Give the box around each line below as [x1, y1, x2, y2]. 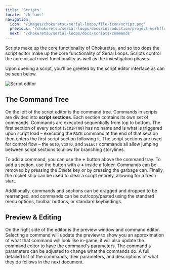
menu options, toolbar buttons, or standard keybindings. [5, 198, 122, 204]
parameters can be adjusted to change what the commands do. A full [5, 248, 150, 254]
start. [5, 178, 17, 184]
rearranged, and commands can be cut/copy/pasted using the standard [5, 193, 154, 199]
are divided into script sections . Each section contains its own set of [5, 114, 149, 120]
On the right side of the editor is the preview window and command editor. [5, 226, 160, 233]
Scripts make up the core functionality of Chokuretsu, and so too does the [5, 45, 160, 51]
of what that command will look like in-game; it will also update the [5, 237, 144, 243]
